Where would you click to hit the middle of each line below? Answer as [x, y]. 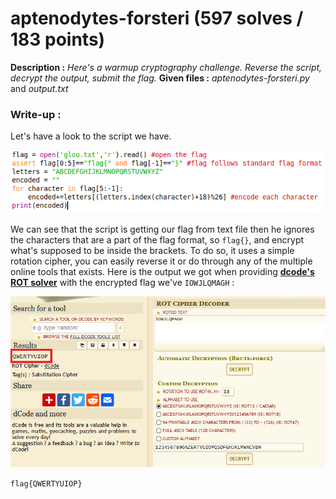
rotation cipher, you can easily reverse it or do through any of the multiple [161, 261]
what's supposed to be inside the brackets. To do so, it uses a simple [152, 251]
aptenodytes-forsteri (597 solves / [157, 18]
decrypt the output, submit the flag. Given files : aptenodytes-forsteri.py [160, 78]
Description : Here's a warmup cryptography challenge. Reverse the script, [166, 67]
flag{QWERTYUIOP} [46, 483]
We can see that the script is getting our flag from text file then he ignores [162, 229]
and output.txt [39, 88]
